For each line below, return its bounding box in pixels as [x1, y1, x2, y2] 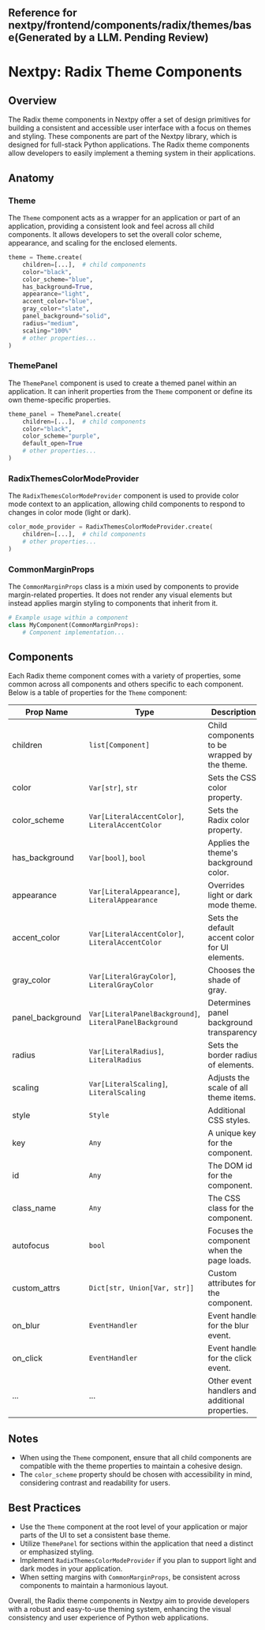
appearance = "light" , [22, 290, 90, 299]
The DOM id [207, 1160, 252, 1171]
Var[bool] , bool [88, 852, 146, 863]
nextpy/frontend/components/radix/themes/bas [8, 19, 252, 32]
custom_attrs [12, 1283, 61, 1294]
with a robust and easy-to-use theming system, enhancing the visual [8, 1605, 231, 1614]
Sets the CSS [207, 772, 257, 783]
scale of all [207, 1082, 248, 1093]
